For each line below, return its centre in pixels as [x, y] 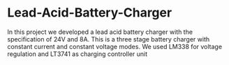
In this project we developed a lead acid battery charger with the [100, 32]
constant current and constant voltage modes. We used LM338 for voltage [114, 46]
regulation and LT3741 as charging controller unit [77, 54]
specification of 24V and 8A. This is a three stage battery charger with [109, 39]
